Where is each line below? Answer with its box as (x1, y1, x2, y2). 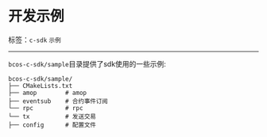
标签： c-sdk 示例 (8, 35, 61, 44)
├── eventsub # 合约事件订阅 (8, 97, 109, 105)
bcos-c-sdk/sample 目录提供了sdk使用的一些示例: (8, 59, 167, 68)
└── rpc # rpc (8, 104, 83, 112)
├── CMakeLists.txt (8, 82, 73, 89)
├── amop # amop (8, 89, 87, 97)
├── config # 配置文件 (8, 120, 97, 129)
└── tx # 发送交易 (8, 112, 97, 120)
